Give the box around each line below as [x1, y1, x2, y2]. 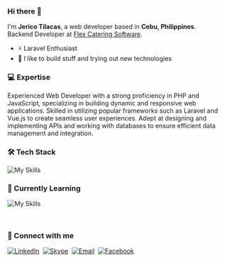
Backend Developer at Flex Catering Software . [7, 30, 143, 38]
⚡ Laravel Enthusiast [17, 44, 78, 52]
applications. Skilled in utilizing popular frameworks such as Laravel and [7, 106, 219, 115]
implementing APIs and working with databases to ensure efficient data [7, 121, 216, 130]
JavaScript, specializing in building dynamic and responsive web [7, 98, 197, 107]
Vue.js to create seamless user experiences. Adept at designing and [7, 113, 207, 123]
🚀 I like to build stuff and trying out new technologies [17, 55, 172, 63]
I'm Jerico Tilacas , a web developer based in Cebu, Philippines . [7, 23, 197, 31]
